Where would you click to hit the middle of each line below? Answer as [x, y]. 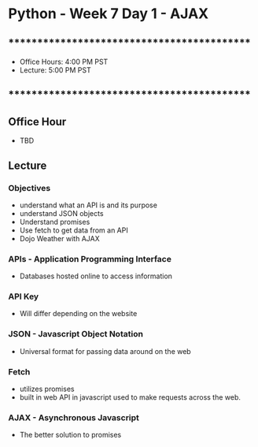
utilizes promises [47, 389]
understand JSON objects [61, 213]
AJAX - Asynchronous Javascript [74, 417]
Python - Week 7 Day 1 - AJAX [109, 14]
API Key [24, 296]
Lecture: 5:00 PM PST [55, 70]
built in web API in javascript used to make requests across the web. [130, 397]
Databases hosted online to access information [96, 276]
